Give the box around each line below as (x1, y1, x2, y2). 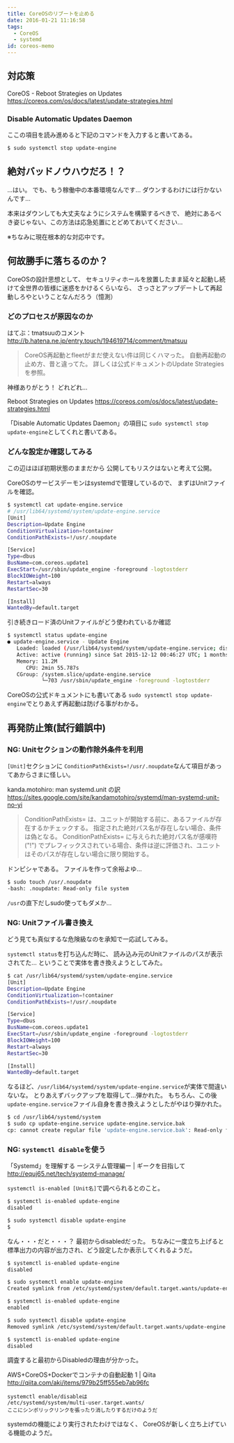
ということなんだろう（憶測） (31, 292, 117, 301)
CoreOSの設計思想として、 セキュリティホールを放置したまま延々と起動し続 (7, 275, 226, 283)
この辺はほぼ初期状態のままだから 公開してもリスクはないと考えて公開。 (7, 464, 216, 472)
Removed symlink (7, 1323, 54, 1330)
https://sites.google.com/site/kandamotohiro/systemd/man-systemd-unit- (7, 793, 220, 802)
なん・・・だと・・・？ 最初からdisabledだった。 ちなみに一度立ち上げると (7, 1236, 224, 1246)
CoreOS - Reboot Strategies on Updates (7, 89, 123, 98)
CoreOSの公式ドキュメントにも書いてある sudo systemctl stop (7, 691, 188, 699)
